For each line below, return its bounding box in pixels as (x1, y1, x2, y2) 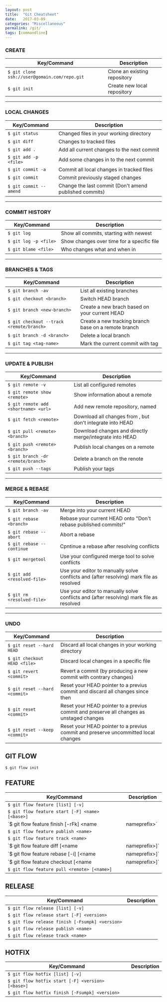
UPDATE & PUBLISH (5, 360, 54, 367)
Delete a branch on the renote (74, 455, 144, 462)
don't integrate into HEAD (74, 419, 133, 426)
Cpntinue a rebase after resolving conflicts (60, 543, 160, 550)
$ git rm (7, 592, 28, 597)
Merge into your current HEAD (60, 506, 131, 513)
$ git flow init (5, 765, 39, 770)
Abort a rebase (60, 531, 95, 538)
